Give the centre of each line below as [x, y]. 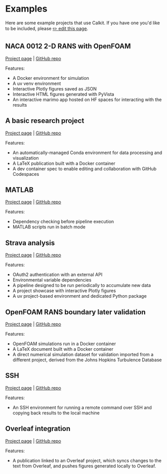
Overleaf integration [38, 429]
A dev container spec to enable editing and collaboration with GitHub [85, 169]
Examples [26, 9]
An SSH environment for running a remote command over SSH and [82, 407]
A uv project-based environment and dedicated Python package [79, 296]
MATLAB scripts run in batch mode [49, 227]
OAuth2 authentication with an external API [57, 275]
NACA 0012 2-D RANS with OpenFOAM [68, 46]
